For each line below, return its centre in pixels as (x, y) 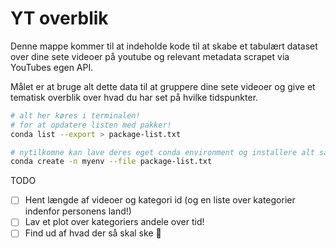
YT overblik (59, 18)
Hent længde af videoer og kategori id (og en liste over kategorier (160, 200)
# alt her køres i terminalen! (75, 115)
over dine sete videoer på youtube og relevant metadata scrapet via (150, 56)
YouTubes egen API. (52, 67)
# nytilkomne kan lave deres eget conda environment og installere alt (162, 152)
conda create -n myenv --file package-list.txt (111, 162)
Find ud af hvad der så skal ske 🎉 (93, 233)
